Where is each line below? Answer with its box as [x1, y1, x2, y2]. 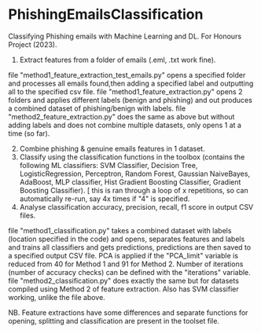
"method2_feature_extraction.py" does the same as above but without [8, 112, 235, 121]
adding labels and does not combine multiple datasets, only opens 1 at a [8, 120, 242, 130]
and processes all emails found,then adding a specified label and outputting [8, 79, 254, 88]
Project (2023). [8, 39, 57, 49]
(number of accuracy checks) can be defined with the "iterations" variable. [8, 267, 252, 276]
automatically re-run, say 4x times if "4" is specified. [19, 194, 190, 203]
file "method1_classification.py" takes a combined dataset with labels [8, 225, 232, 235]
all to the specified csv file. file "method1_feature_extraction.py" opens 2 [8, 86, 243, 96]
